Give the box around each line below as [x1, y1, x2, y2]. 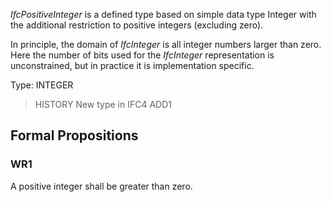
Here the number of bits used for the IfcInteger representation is [10, 49, 275, 61]
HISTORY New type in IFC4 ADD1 [34, 99, 172, 110]
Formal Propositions [10, 127, 139, 144]
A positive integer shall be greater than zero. [10, 180, 193, 192]
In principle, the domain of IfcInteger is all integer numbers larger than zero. [10, 39, 322, 50]
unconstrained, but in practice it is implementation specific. [10, 60, 255, 71]
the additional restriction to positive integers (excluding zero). [10, 19, 264, 31]
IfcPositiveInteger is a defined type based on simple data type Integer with [10, 9, 317, 20]
